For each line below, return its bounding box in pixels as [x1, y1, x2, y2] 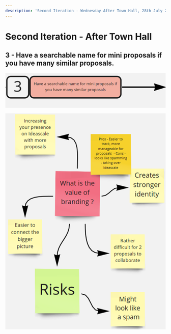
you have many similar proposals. [5, 59, 115, 68]
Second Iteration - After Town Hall [5, 31, 152, 42]
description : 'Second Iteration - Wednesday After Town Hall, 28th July [5, 8, 163, 13]
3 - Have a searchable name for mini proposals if [5, 51, 162, 60]
